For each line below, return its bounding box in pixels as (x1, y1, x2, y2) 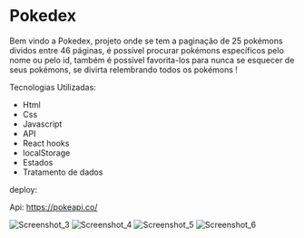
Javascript (22, 119, 63, 129)
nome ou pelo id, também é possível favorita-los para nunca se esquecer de (9, 54, 295, 65)
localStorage (22, 147, 71, 158)
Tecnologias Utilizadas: (9, 81, 97, 92)
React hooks (22, 138, 70, 148)
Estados (22, 157, 54, 167)
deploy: (9, 184, 38, 195)
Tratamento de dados (22, 167, 103, 177)
